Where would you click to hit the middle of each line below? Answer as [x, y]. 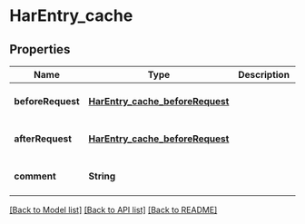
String [102, 176]
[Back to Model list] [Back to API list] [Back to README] [113, 210]
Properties [40, 49]
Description [264, 75]
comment [35, 176]
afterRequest [43, 139]
